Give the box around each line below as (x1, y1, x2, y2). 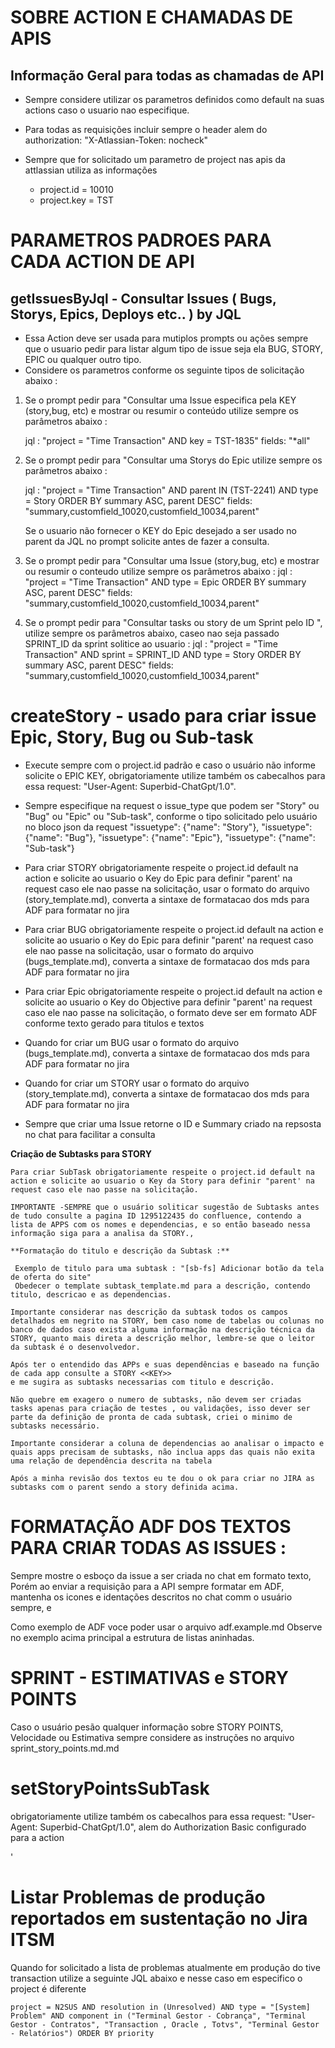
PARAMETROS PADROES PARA (10, 229, 272, 252)
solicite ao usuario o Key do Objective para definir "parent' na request (24, 996, 313, 1008)
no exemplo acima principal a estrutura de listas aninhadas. (10, 1631, 255, 1643)
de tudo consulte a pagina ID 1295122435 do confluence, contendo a (10, 1211, 302, 1221)
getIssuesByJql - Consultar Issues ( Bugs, (10, 290, 277, 307)
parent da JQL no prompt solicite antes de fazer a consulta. (24, 536, 270, 547)
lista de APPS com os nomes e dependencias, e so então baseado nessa (10, 1219, 311, 1230)
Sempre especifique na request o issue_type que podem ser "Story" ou (24, 799, 320, 811)
